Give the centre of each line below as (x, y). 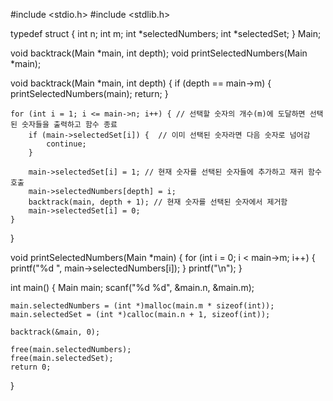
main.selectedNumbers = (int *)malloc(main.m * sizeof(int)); (142, 306)
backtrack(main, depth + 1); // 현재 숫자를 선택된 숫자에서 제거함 (158, 202)
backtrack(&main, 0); (55, 332)
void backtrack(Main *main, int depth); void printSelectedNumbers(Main (159, 53)
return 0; (31, 367)
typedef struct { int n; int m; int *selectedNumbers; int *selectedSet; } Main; (166, 33)
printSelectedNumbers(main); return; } (89, 93)
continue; (66, 144)
